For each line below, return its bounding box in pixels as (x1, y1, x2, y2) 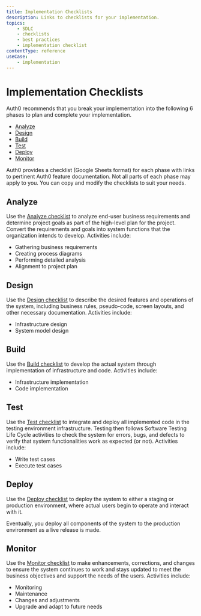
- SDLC (17, 25, 34, 32)
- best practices (17, 37, 61, 43)
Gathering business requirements (14, 244, 98, 251)
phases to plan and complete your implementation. (6, 111, 132, 119)
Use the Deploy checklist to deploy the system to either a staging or (6, 495, 174, 502)
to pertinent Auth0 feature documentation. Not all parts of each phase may (6, 173, 191, 180)
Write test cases (14, 455, 55, 463)
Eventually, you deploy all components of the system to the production (6, 520, 181, 527)
